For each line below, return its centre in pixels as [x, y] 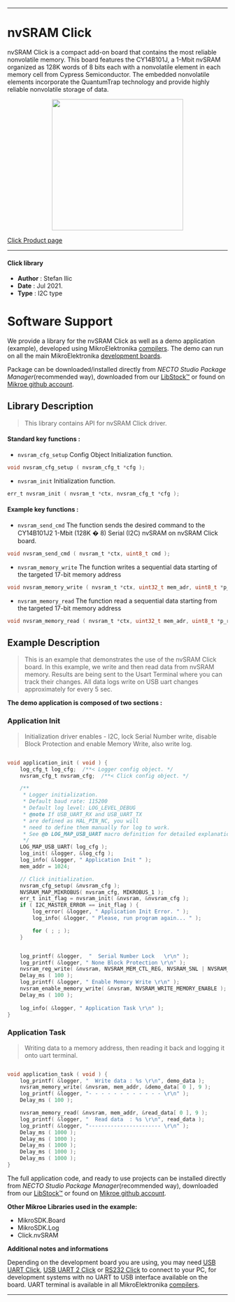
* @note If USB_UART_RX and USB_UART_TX [82, 814]
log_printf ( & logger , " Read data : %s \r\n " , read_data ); [112, 1119]
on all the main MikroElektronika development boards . [85, 356]
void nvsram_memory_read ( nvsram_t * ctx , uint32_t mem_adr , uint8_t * [114, 621]
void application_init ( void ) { [58, 763]
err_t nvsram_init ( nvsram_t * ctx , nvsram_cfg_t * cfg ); [93, 493]
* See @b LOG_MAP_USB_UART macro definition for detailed [109, 834]
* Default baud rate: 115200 [65, 801]
